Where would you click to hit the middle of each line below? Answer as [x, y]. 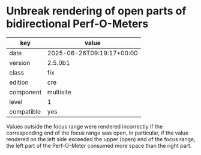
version [20, 62]
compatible [25, 111]
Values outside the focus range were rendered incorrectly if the [85, 126]
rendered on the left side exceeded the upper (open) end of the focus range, [101, 139]
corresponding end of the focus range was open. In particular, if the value [97, 133]
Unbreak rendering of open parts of [96, 11]
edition [19, 82]
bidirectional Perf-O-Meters [77, 24]
